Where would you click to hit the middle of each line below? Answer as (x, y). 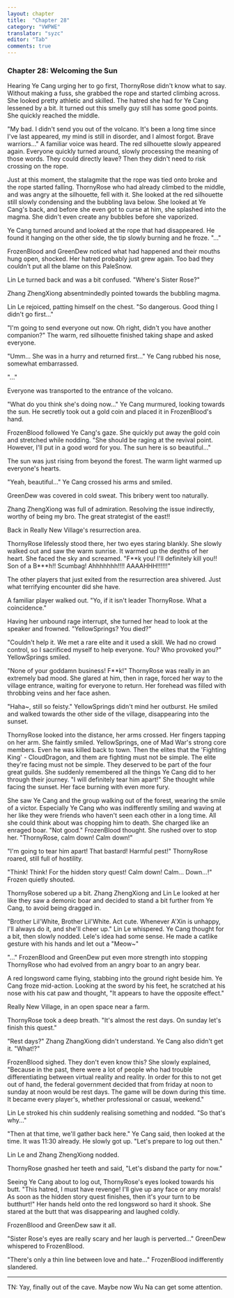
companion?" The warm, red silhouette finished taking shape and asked (110, 336)
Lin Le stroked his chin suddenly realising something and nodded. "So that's (117, 1113)
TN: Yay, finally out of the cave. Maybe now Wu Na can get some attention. (115, 1288)
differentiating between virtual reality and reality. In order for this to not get (114, 1077)
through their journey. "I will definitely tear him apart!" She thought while (111, 779)
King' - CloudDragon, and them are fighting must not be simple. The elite (112, 757)
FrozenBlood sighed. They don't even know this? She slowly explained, (109, 1062)
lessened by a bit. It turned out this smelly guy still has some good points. (112, 108)
